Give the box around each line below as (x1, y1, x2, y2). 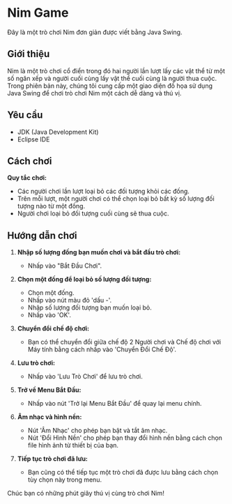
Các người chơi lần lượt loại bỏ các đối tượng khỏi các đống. (17, 187, 190, 196)
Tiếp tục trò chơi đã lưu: (17, 455, 88, 463)
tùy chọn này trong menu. (27, 475, 102, 484)
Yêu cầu (7, 109, 43, 121)
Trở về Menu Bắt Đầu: (17, 385, 82, 395)
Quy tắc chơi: (7, 174, 47, 182)
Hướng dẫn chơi (7, 229, 77, 241)
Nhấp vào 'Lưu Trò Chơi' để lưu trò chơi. (27, 372, 143, 381)
